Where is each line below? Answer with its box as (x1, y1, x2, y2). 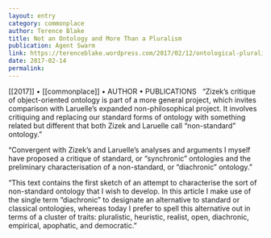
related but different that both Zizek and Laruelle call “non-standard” (8, 120, 236, 130)
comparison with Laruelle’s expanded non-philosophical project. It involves (8, 103, 257, 113)
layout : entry (8, 11, 56, 20)
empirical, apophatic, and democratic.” (8, 220, 137, 230)
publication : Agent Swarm (8, 42, 95, 50)
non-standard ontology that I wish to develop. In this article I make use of (8, 186, 252, 196)
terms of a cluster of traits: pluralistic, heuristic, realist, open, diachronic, (8, 211, 250, 222)
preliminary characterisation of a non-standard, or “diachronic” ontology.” (8, 162, 252, 172)
